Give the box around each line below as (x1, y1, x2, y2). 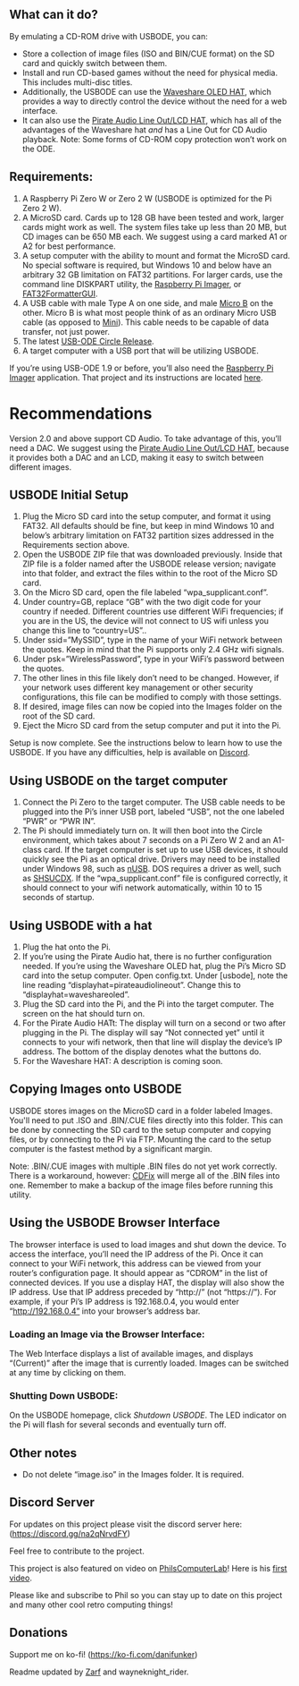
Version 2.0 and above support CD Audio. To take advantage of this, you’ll (9, 433, 282, 444)
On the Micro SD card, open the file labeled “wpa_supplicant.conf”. (21, 587, 269, 598)
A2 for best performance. (21, 241, 116, 251)
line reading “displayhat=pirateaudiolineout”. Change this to (21, 980, 241, 990)
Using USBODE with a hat (9, 917, 153, 933)
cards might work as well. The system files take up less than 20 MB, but (21, 221, 287, 232)
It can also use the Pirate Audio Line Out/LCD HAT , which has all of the (21, 115, 282, 125)
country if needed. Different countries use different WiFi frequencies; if (21, 606, 284, 617)
